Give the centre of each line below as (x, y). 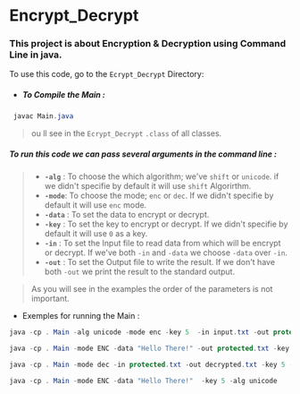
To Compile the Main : (63, 95)
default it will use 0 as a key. (96, 234)
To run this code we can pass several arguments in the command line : (143, 154)
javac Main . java (43, 116)
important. (50, 299)
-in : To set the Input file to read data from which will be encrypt (162, 244)
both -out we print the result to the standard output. (139, 272)
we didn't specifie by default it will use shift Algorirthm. (148, 186)
